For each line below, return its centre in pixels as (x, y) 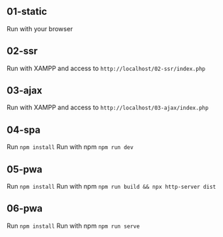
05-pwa (25, 169)
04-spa (23, 129)
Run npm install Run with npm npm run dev (70, 147)
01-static (27, 12)
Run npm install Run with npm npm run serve (73, 226)
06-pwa (25, 209)
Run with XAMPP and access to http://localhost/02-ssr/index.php (106, 68)
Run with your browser (40, 28)
